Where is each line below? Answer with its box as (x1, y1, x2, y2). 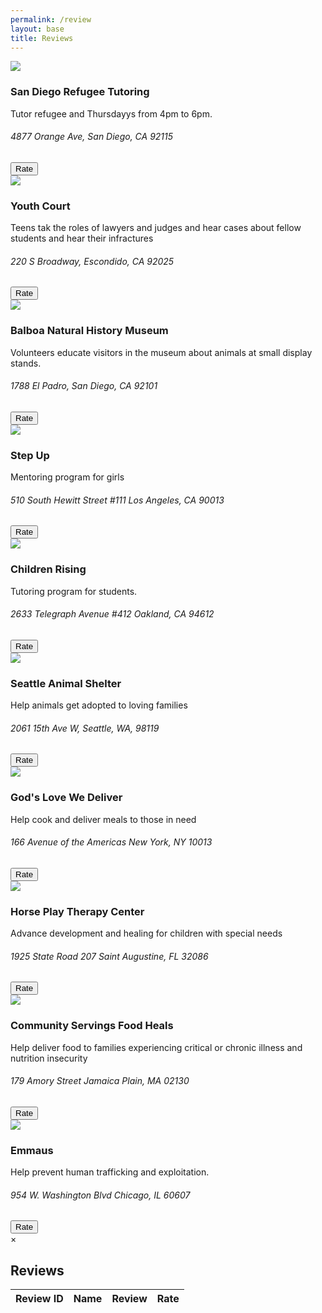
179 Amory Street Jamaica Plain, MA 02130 (10, 1075, 190, 1087)
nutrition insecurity (10, 1052, 88, 1064)
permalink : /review (10, 14, 92, 25)
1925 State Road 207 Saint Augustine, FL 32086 (10, 950, 209, 962)
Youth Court (10, 199, 71, 213)
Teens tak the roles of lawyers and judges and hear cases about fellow (10, 222, 302, 234)
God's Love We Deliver (10, 791, 123, 805)
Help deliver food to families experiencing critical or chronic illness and (10, 1041, 303, 1053)
